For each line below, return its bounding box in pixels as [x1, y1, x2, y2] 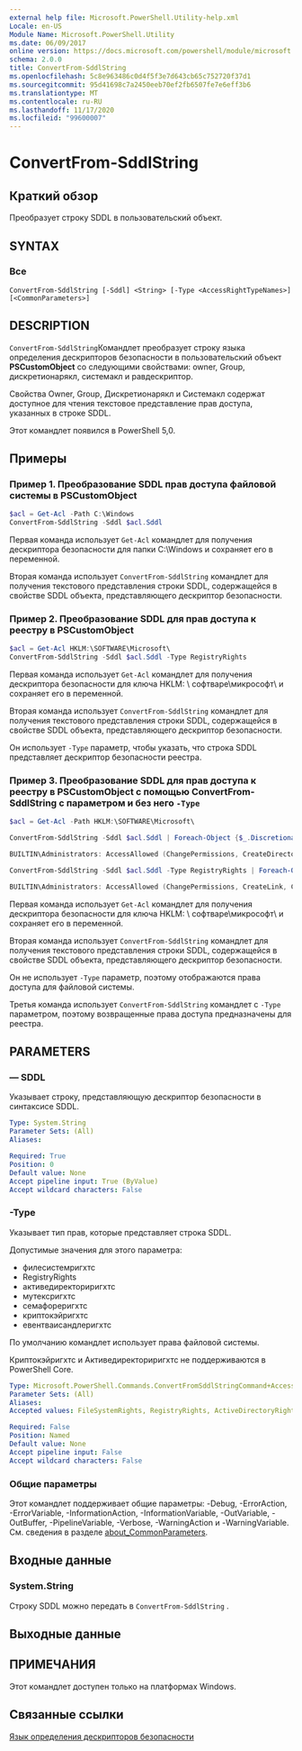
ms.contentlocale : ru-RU [9, 96, 102, 106]
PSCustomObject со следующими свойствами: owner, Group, [9, 361, 245, 372]
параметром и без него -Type [66, 797, 200, 809]
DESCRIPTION [9, 318, 90, 333]
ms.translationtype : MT [9, 88, 99, 97]
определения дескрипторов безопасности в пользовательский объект [9, 351, 282, 362]
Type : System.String [9, 1118, 87, 1127]
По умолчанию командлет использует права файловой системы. [9, 1336, 260, 1347]
